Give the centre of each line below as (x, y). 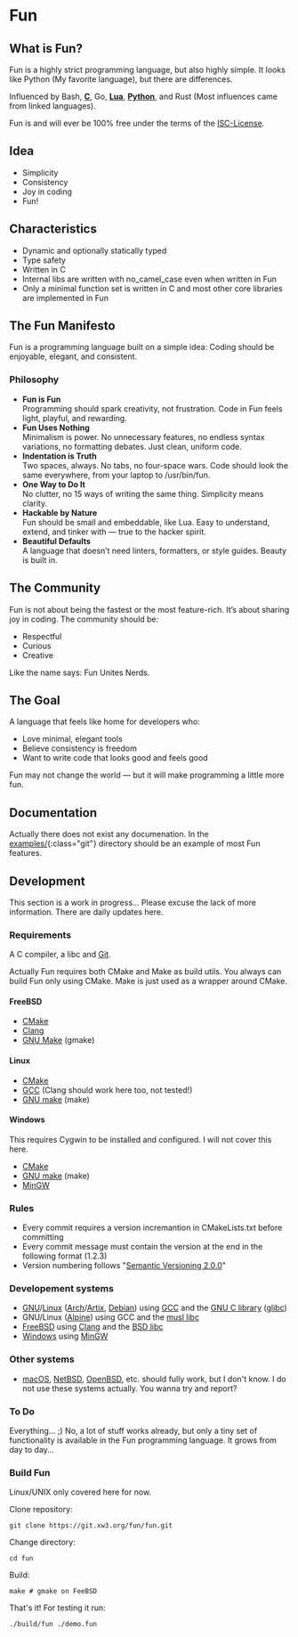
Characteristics (53, 229)
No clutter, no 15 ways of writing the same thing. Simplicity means (143, 493)
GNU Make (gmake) (58, 1040)
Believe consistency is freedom (80, 748)
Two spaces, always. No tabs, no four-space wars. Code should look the (155, 465)
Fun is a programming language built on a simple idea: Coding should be (142, 347)
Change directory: (42, 1543)
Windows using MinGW (65, 1336)
